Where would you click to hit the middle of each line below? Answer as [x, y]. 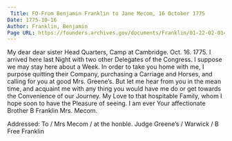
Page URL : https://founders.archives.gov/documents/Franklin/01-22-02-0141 [118, 33]
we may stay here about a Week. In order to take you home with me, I [106, 67]
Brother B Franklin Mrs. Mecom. [52, 111]
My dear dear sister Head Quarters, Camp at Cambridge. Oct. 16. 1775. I [109, 52]
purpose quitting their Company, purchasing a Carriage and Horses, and [110, 74]
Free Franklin [26, 131]
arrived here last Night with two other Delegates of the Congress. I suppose [115, 60]
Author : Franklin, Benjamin [48, 26]
